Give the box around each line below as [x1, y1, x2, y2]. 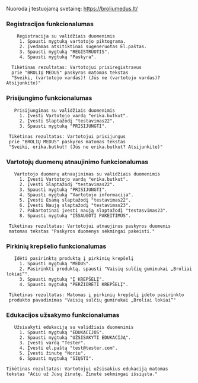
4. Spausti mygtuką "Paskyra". [19, 54, 97, 60]
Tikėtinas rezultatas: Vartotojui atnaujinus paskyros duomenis [8, 223, 171, 229]
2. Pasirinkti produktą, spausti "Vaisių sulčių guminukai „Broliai [19, 266, 193, 272]
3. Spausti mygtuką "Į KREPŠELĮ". [19, 277, 105, 282]
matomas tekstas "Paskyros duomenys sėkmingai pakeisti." [8, 228, 155, 234]
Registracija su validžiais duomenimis [17, 33, 116, 39]
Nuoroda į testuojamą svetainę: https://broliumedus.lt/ [6, 5, 138, 12]
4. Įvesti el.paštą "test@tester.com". [19, 345, 118, 351]
